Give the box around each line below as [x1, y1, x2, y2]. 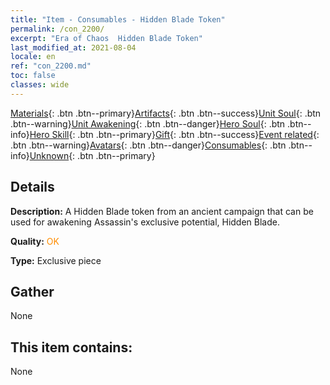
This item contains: [10, 339, 133, 356]
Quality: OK [10, 235, 60, 247]
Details [10, 179, 55, 196]
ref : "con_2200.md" [10, 61, 92, 71]
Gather [10, 283, 55, 300]
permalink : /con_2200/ [10, 24, 105, 34]
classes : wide [10, 80, 70, 90]
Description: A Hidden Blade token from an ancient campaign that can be [10, 205, 314, 217]
